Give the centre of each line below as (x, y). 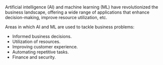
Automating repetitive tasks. (41, 52)
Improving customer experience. (45, 47)
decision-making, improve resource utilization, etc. (56, 17)
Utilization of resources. (36, 42)
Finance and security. (34, 57)
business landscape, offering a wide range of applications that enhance (77, 12)
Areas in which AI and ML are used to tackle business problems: (70, 27)
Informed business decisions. (42, 36)
